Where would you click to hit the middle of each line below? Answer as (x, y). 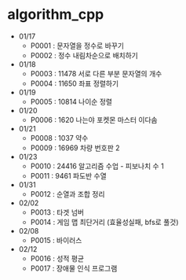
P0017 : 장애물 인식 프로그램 (74, 268)
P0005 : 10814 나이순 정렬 (71, 101)
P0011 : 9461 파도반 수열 (68, 175)
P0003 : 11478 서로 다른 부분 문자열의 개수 (96, 73)
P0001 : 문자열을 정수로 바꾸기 (77, 46)
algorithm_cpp (56, 15)
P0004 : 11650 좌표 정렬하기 (75, 83)
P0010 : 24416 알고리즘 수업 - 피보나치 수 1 (97, 166)
